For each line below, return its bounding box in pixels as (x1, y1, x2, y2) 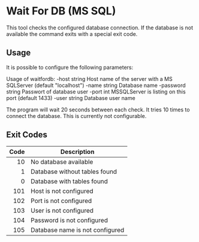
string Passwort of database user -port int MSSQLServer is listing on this (6, 88, 186, 95)
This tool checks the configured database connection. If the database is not (6, 24, 194, 31)
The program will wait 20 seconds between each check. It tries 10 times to (6, 106, 190, 113)
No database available (31, 158, 94, 166)
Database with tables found (31, 177, 108, 185)
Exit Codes (6, 130, 48, 140)
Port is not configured (31, 196, 92, 205)
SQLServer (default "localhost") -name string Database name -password (6, 81, 186, 89)
